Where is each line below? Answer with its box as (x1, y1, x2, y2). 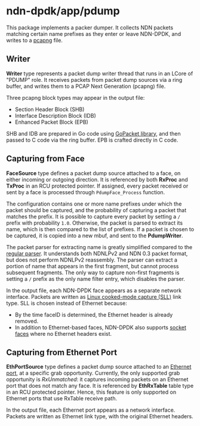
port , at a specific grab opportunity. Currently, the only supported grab (6, 369, 180, 377)
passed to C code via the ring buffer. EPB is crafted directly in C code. (6, 136, 179, 143)
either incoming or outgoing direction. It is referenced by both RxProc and (6, 176, 188, 183)
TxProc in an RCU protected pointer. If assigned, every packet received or (6, 182, 189, 189)
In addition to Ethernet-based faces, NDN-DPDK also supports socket (14, 324, 187, 331)
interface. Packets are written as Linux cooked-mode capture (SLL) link (6, 293, 182, 300)
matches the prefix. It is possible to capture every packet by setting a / (6, 213, 181, 220)
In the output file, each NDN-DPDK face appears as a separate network (6, 287, 182, 294)
